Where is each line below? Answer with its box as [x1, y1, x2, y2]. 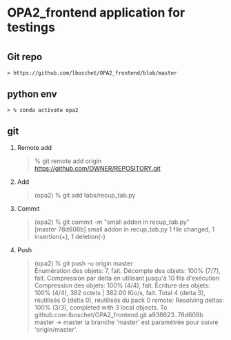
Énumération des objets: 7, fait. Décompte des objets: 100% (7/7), [34, 267, 221, 275]
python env [7, 88, 57, 100]
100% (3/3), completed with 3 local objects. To [34, 303, 168, 312]
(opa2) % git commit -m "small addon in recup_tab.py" [34, 218, 190, 226]
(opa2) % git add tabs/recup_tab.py [34, 191, 136, 200]
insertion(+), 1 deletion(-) [34, 233, 106, 241]
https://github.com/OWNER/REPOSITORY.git [34, 164, 161, 173]
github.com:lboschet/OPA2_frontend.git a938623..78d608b [34, 311, 203, 319]
